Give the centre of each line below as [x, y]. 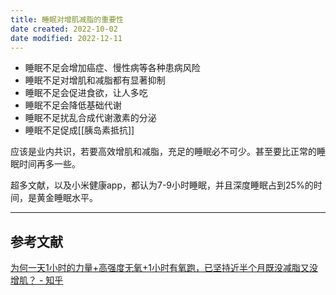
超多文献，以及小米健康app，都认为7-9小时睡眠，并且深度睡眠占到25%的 [162, 185]
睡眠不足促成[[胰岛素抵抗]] [79, 130]
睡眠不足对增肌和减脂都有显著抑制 [95, 80]
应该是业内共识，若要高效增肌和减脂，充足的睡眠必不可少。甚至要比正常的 [163, 152]
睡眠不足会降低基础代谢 [73, 105]
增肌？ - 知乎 [37, 280]
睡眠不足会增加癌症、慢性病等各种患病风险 [112, 68]
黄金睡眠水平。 [67, 198]
